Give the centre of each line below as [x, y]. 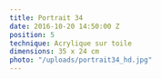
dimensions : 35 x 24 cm [55, 52]
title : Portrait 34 [46, 18]
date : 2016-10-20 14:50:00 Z [65, 26]
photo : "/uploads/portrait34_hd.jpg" [81, 60]
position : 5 [32, 35]
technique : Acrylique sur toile [70, 43]
